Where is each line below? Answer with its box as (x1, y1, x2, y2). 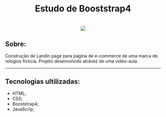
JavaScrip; (12, 106, 35, 112)
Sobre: (5, 40, 26, 48)
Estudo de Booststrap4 (35, 3, 131, 14)
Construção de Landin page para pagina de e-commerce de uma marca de (5, 53, 158, 59)
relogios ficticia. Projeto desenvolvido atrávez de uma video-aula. (5, 58, 138, 64)
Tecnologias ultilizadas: (5, 77, 80, 86)
